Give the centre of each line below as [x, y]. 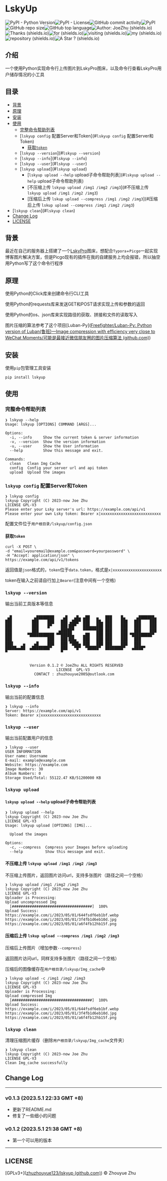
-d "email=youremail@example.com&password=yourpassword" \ [68, 551]
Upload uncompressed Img [31, 902]
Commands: [15, 459]
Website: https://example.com [37, 765]
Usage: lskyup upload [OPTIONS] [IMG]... [49, 826]
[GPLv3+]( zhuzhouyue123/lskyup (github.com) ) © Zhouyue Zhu [71, 1173]
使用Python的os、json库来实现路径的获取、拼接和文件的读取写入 [71, 315]
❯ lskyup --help [22, 420]
